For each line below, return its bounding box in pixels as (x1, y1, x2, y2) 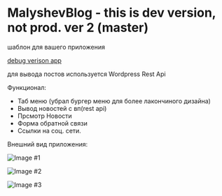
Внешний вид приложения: (7, 140, 88, 148)
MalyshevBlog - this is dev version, (7, 5, 216, 21)
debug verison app (7, 56, 62, 64)
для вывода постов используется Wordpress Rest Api (7, 70, 166, 78)
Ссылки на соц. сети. (17, 126, 82, 135)
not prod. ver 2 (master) (7, 20, 149, 36)
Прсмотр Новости (17, 112, 72, 120)
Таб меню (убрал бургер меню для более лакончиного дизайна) (17, 96, 211, 105)
